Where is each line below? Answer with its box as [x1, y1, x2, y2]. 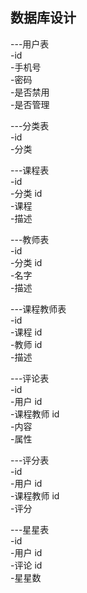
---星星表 [10, 523, 50, 535]
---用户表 [10, 38, 50, 50]
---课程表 [10, 164, 50, 176]
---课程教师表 [10, 303, 67, 315]
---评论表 [10, 372, 50, 384]
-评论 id [10, 559, 43, 571]
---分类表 [10, 119, 50, 132]
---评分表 [10, 454, 50, 466]
